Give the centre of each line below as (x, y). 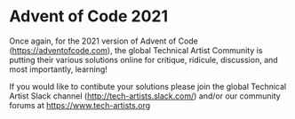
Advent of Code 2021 (89, 16)
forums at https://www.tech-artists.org (80, 105)
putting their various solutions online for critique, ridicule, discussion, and (144, 59)
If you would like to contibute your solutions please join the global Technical (148, 86)
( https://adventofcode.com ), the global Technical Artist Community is (136, 50)
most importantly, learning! (59, 69)
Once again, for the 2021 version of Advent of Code (104, 41)
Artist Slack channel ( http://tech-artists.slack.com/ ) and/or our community (145, 96)
